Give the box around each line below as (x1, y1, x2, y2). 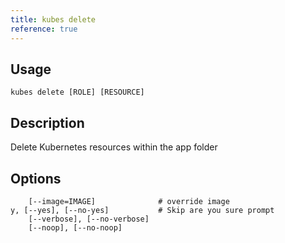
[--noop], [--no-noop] (28, 222, 123, 233)
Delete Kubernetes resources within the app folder (10, 141, 218, 153)
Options (10, 170, 62, 187)
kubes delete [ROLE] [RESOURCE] (10, 87, 145, 98)
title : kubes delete (10, 14, 97, 25)
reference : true (10, 24, 78, 34)
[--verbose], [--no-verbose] (28, 214, 150, 224)
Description (10, 114, 85, 131)
